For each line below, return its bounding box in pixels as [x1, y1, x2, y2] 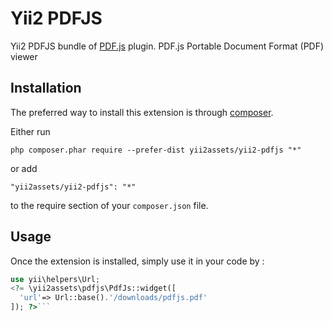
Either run [10, 125, 51, 137]
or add [10, 162, 38, 174]
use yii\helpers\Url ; [10, 274, 101, 284]
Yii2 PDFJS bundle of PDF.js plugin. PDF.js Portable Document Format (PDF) [10, 40, 325, 52]
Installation [10, 80, 82, 97]
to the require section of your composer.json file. [10, 199, 209, 211]
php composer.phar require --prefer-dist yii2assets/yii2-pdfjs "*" [10, 145, 302, 155]
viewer [10, 50, 38, 62]
